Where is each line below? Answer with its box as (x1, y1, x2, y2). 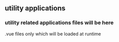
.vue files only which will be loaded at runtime (5, 30, 101, 37)
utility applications (5, 4, 66, 13)
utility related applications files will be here (5, 19, 114, 26)
